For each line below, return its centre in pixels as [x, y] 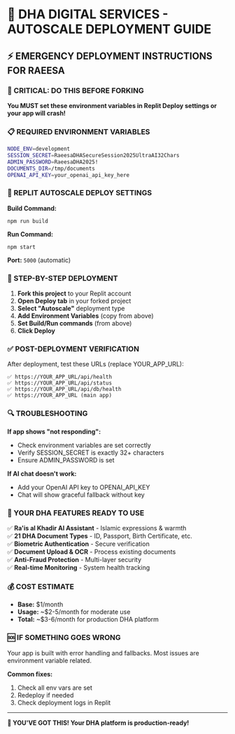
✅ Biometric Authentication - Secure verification [79, 544]
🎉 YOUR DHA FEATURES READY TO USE [76, 513]
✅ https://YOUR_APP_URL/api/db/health [64, 389]
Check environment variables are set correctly [84, 445]
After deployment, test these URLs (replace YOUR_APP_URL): [95, 364]
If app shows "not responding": [54, 432]
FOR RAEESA [36, 71]
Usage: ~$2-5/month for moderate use [74, 612]
